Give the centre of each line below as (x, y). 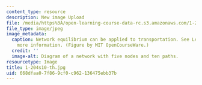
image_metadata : (26, 34)
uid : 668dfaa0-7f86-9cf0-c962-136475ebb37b (62, 73)
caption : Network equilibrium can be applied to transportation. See (100, 40)
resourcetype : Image (32, 62)
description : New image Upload (45, 17)
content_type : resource (36, 12)
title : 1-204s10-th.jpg (36, 67)
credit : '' (25, 51)
